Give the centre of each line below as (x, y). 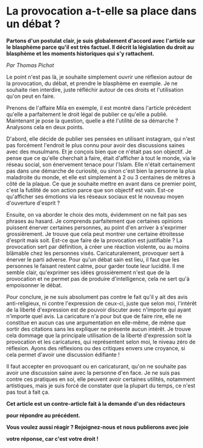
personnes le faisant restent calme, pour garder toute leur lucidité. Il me (95, 266)
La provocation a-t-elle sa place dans (101, 11)
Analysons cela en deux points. (45, 127)
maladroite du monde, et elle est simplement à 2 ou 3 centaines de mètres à (101, 177)
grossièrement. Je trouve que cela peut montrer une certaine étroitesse (95, 234)
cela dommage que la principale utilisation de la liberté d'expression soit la (99, 335)
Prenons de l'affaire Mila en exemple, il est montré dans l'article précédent (99, 107)
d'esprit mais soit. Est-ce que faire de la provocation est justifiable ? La (95, 240)
